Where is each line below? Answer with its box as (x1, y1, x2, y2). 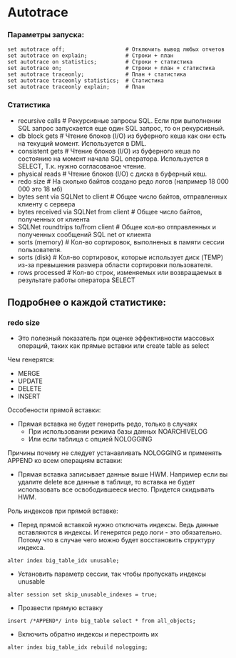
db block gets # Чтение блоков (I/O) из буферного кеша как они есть (17, 131, 227, 140)
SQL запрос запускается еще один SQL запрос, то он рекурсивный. (17, 124, 225, 132)
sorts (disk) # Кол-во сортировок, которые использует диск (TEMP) (17, 253, 224, 261)
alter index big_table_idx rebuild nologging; (7, 644, 148, 651)
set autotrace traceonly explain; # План (7, 84, 145, 91)
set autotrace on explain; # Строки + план (7, 52, 174, 59)
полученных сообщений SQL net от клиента (17, 230, 152, 239)
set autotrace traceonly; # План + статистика (7, 71, 187, 79)
